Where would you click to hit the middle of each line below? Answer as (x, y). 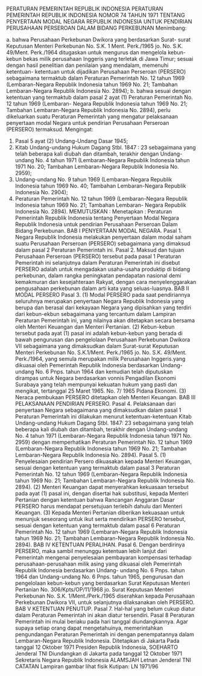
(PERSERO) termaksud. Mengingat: (50, 129)
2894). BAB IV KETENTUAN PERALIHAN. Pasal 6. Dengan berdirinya (100, 545)
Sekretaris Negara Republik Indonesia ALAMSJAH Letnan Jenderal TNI (103, 660)
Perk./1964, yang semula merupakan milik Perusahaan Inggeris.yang (100, 359)
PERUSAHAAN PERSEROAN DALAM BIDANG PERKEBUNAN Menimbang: (96, 28)
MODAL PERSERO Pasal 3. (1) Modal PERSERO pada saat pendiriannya (103, 295)
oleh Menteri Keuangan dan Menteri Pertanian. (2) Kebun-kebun (95, 327)
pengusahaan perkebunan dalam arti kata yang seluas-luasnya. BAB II (102, 288)
